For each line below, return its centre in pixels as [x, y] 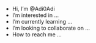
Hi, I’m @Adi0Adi [33, 9]
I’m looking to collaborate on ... [51, 28]
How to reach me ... [37, 35]
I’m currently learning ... [42, 21]
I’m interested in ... [35, 15]
